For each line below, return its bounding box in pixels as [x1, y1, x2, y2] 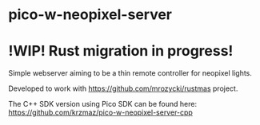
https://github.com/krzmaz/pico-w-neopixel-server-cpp [8, 107, 194, 117]
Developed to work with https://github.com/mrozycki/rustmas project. [8, 84, 238, 93]
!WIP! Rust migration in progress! [8, 42, 234, 61]
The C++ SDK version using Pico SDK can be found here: [8, 100, 198, 109]
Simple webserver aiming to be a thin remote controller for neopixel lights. [8, 68, 252, 78]
